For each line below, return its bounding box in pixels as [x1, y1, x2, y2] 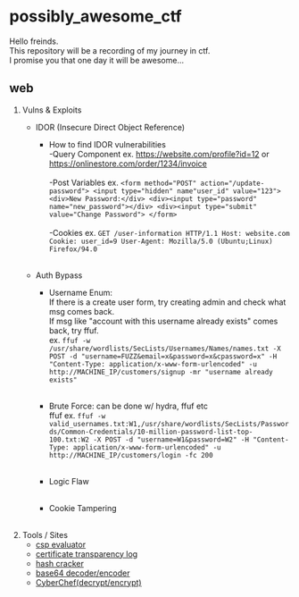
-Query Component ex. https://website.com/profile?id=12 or [48, 148, 270, 159]
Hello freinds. [9, 36, 59, 46]
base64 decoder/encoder [35, 568, 130, 578]
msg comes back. [48, 306, 114, 316]
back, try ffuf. [48, 324, 100, 336]
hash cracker [35, 558, 85, 568]
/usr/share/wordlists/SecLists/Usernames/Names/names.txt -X [48, 344, 281, 353]
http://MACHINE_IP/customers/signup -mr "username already [48, 367, 274, 376]
